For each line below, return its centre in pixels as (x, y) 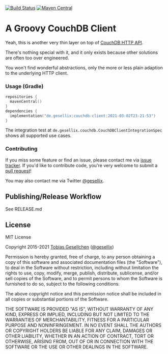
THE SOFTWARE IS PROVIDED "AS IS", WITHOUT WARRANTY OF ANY (79, 309)
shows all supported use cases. (38, 135)
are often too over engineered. (37, 58)
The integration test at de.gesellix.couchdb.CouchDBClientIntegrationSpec (84, 130)
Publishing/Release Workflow (53, 197)
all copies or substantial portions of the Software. (57, 299)
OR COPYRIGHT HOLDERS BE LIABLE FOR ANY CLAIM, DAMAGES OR (79, 331)
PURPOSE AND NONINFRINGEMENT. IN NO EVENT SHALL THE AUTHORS (83, 325)
